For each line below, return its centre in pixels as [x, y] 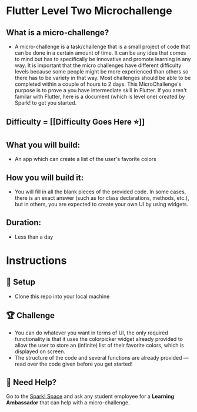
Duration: [24, 222]
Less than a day [34, 237]
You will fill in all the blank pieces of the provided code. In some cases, [100, 192]
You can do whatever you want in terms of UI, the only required [91, 333]
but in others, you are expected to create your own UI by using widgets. [101, 205]
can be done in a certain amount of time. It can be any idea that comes [100, 53]
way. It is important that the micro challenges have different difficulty [98, 65]
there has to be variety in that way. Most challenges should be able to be [103, 78]
